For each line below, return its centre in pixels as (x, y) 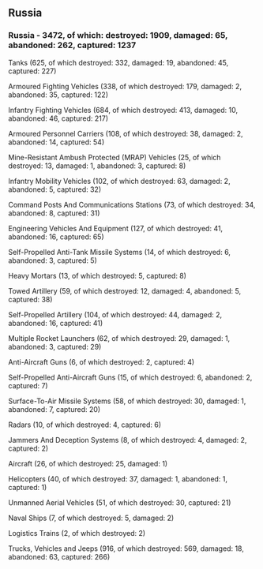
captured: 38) (30, 299)
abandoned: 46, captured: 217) (58, 118)
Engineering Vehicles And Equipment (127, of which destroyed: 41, (116, 228)
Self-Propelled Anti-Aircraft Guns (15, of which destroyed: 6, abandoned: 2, (130, 377)
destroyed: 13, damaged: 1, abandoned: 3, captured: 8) (97, 166)
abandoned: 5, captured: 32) (55, 189)
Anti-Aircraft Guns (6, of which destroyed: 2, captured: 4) (101, 361)
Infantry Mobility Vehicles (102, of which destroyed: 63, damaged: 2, (119, 181)
